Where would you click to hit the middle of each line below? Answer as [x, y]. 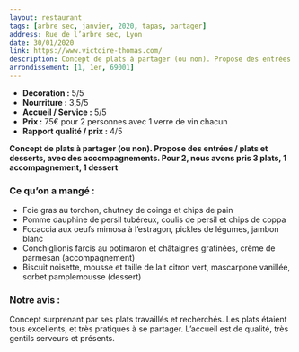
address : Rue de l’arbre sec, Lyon [76, 34]
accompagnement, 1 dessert [64, 167]
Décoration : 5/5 [53, 93]
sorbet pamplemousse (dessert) [82, 277]
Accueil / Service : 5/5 [64, 112]
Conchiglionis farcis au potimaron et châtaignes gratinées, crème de [149, 248]
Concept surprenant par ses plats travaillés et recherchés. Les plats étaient [148, 320]
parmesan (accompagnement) [79, 258]
